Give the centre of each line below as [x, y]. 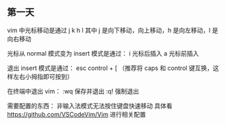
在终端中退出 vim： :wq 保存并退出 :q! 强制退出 [73, 91]
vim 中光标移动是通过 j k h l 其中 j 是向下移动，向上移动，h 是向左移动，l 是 [113, 30]
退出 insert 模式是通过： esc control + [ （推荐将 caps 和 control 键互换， [110, 68]
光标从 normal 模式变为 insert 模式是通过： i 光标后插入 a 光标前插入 [103, 53]
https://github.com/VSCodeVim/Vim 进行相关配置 [76, 114]
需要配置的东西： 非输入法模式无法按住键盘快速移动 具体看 [90, 106]
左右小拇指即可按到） [43, 76]
